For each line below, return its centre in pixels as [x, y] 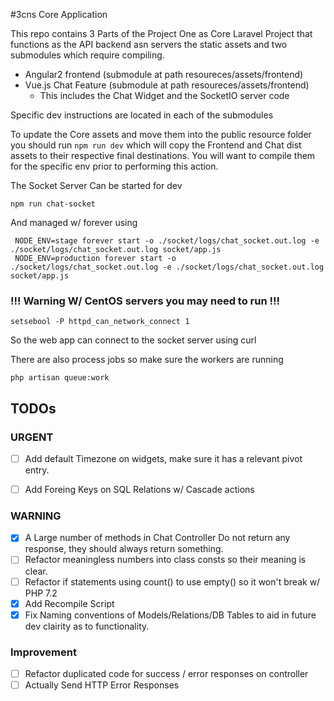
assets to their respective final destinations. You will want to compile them [163, 155]
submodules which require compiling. [87, 55]
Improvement [43, 652]
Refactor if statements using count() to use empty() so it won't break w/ [172, 581]
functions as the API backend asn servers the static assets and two [149, 44]
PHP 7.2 [41, 593]
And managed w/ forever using [74, 222]
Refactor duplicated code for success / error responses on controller [166, 674]
